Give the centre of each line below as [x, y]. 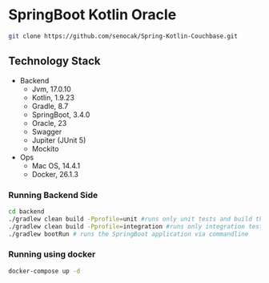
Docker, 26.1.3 [55, 174]
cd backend [26, 211]
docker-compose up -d [44, 271]
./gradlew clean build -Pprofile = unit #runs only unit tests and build [130, 219]
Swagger [47, 131]
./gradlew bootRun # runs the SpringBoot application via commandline [128, 234]
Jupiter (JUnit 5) [59, 140]
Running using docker [52, 254]
